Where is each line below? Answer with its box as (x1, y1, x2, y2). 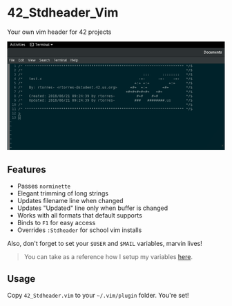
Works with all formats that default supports (17, 211, 143, 220)
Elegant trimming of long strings (17, 189, 109, 198)
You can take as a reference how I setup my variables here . (23, 253, 193, 261)
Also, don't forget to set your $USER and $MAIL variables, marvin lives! (7, 240, 202, 248)
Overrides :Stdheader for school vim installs (17, 226, 142, 234)
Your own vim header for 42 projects (7, 28, 112, 36)
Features (7, 164, 46, 175)
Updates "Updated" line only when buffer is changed (17, 204, 168, 212)
